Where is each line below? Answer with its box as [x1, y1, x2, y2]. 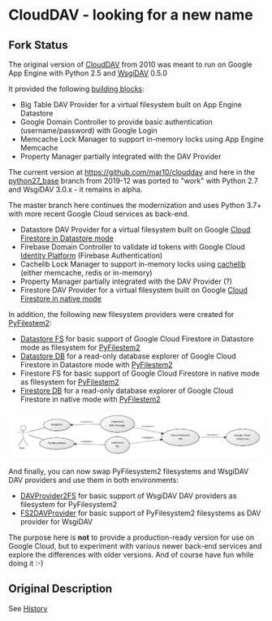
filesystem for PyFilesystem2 [19, 500, 118, 509]
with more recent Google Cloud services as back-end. [8, 209, 189, 219]
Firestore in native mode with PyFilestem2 [19, 394, 161, 404]
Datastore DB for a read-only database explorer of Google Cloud [19, 351, 237, 361]
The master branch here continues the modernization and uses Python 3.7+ [8, 201, 262, 210]
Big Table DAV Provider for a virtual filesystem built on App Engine [19, 100, 242, 109]
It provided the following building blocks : [8, 84, 145, 93]
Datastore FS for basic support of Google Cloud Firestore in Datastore [19, 334, 254, 343]
